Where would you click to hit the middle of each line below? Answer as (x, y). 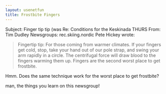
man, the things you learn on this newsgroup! (53, 86)
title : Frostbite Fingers (32, 15)
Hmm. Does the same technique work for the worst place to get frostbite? (82, 76)
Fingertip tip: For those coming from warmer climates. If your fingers (89, 44)
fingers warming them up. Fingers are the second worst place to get (89, 60)
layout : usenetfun (25, 10)
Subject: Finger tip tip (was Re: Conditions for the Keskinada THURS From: (83, 29)
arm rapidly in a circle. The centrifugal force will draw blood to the (87, 55)
